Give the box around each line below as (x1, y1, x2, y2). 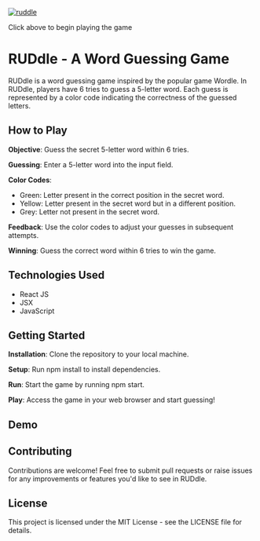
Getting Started (8, 328, 86, 342)
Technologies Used (8, 269, 104, 282)
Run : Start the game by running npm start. (8, 380, 145, 389)
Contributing (8, 444, 72, 459)
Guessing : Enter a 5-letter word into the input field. (8, 159, 174, 169)
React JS (19, 289, 49, 298)
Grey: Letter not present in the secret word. (19, 207, 159, 216)
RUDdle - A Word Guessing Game (8, 50, 230, 68)
